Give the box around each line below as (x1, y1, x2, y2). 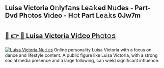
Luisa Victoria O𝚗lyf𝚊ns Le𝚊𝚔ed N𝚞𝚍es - (5, 4, 134, 12)
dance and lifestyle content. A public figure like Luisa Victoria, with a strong (5, 52, 158, 58)
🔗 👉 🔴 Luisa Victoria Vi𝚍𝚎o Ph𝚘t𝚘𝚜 (5, 32, 116, 40)
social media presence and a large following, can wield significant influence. (5, 58, 160, 63)
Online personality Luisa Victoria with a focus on (54, 47, 152, 52)
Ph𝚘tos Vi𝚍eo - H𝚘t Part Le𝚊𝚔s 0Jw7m (19, 12, 141, 20)
